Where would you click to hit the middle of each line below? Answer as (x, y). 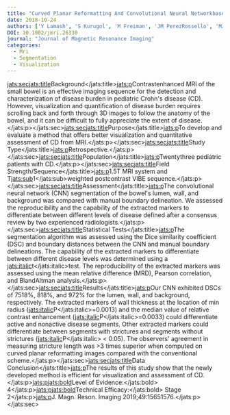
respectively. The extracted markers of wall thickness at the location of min (113, 302)
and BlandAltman (31, 280)
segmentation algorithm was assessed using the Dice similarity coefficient (112, 236)
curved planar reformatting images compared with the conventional (102, 353)
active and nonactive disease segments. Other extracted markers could (108, 324)
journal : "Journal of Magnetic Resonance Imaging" (81, 39)
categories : (24, 45)
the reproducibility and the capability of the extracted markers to (98, 207)
